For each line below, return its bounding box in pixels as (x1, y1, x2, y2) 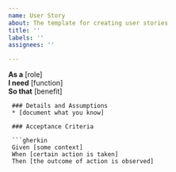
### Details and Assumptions (11, 102, 109, 110)
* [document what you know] (11, 109, 105, 117)
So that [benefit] (8, 86, 63, 96)
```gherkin (11, 136, 48, 145)
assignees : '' (8, 41, 55, 49)
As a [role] (8, 70, 43, 79)
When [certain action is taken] (11, 151, 119, 159)
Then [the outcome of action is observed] (11, 158, 155, 166)
